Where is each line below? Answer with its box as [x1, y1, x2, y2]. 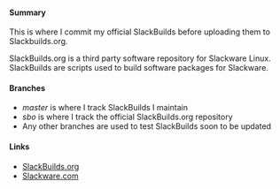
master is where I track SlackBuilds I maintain [21, 102, 189, 113]
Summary [9, 7, 46, 18]
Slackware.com [21, 170, 79, 181]
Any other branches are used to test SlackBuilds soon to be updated [21, 121, 272, 132]
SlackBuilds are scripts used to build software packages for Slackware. [9, 63, 268, 73]
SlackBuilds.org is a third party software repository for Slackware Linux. [9, 53, 272, 64]
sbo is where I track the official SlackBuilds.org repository [21, 111, 233, 123]
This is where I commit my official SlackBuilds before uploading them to [9, 26, 270, 37]
